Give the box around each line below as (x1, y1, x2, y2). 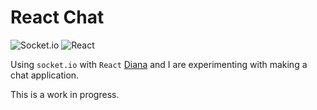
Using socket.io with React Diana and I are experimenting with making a (10, 58, 308, 70)
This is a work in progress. (10, 88, 120, 100)
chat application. (10, 69, 80, 81)
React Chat (10, 6, 105, 29)
